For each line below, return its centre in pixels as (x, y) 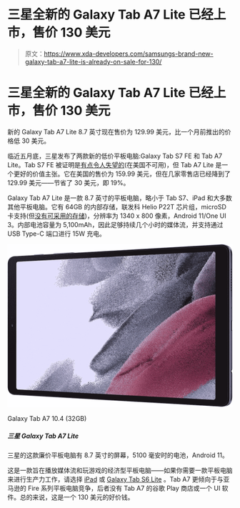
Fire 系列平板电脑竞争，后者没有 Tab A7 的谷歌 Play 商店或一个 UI (124, 488)
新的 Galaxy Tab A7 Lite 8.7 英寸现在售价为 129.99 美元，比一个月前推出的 (116, 131)
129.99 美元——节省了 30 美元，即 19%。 (69, 182)
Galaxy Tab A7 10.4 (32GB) (47, 419)
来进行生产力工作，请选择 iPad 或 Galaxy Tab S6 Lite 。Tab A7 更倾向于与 (115, 479)
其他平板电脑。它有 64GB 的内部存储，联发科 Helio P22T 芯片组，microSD (117, 206)
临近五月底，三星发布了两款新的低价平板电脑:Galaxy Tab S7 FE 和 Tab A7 (115, 156)
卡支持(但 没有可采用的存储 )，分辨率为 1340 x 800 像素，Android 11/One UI (117, 216)
